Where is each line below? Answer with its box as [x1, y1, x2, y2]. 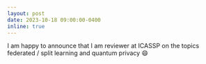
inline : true [7, 23, 45, 30]
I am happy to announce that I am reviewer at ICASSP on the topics [7, 42, 200, 50]
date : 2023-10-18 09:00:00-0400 [7, 17, 101, 23]
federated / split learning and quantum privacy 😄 [7, 49, 148, 57]
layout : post [7, 10, 45, 17]
